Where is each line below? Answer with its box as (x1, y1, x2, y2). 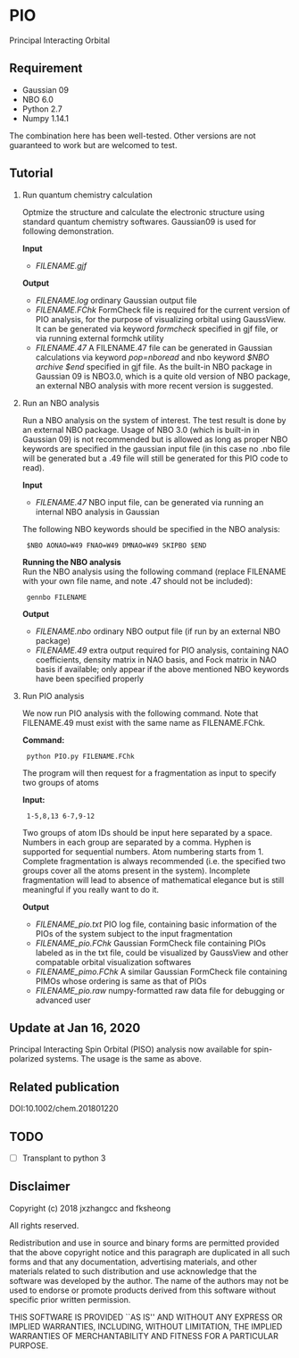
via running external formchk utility (35, 332, 164, 344)
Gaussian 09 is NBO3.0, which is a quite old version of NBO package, (35, 371, 291, 381)
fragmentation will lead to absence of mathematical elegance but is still (21, 874, 285, 885)
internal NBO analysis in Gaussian (35, 506, 161, 517)
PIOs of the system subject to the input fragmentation (35, 928, 234, 938)
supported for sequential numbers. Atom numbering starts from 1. (21, 846, 264, 857)
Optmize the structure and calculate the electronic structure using (21, 206, 265, 217)
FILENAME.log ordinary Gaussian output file (35, 295, 197, 305)
